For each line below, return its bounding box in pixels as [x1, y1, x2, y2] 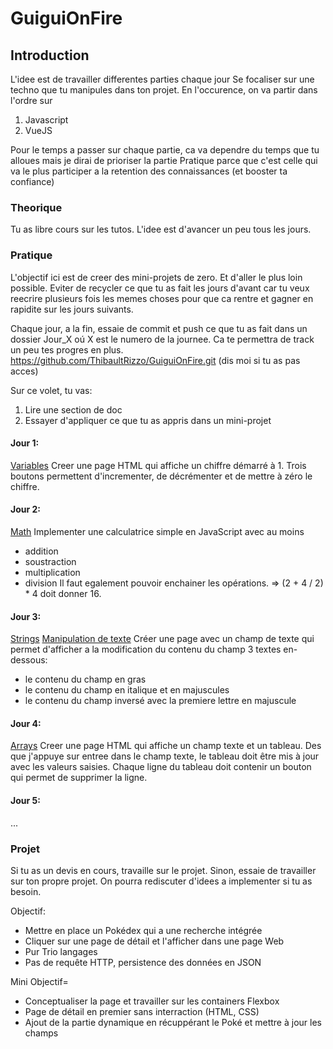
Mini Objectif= [10, 975, 69, 987]
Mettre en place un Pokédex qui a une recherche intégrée [24, 924, 263, 936]
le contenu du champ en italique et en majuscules [24, 684, 230, 696]
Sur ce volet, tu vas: [10, 384, 93, 396]
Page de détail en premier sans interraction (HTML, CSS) [24, 1005, 260, 1017]
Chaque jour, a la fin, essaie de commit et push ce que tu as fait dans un [10, 322, 308, 334]
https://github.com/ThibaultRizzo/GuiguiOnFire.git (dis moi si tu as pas [10, 354, 301, 366]
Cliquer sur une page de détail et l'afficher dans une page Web [24, 935, 285, 947]
